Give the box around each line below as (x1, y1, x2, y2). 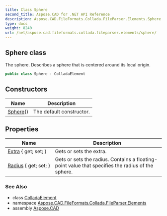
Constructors (5, 85, 48, 94)
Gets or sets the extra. (55, 148, 107, 155)
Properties (5, 125, 39, 133)
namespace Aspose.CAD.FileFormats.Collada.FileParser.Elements (12, 200, 147, 206)
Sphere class (5, 49, 46, 57)
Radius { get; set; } (7, 162, 51, 169)
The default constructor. (33, 108, 90, 115)
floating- (136, 156, 158, 163)
